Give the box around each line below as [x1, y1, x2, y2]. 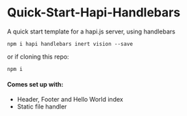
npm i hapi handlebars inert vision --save [7, 40, 134, 47]
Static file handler [16, 102, 67, 111]
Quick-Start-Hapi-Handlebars [7, 5, 181, 20]
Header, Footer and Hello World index [16, 96, 123, 104]
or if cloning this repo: [7, 53, 70, 61]
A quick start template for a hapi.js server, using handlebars [7, 27, 176, 35]
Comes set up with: [7, 80, 64, 88]
